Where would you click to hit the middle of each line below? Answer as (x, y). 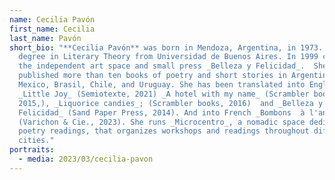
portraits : (32, 150)
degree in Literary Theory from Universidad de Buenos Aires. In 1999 (168, 57)
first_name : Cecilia (52, 29)
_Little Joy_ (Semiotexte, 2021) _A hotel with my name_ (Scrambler (164, 94)
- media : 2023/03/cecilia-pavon (86, 159)
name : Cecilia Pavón (52, 19)
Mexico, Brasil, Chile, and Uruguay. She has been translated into (162, 85)
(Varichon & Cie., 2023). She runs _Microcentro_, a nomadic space (162, 122)
